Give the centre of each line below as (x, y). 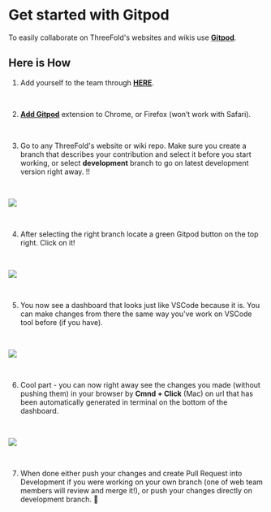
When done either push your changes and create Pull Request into (131, 473)
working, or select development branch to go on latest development (134, 163)
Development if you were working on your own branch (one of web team (142, 482)
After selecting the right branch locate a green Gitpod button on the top (139, 234)
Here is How (40, 63)
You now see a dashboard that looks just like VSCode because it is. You (140, 305)
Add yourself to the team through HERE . (87, 82)
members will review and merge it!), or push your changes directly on (136, 490)
